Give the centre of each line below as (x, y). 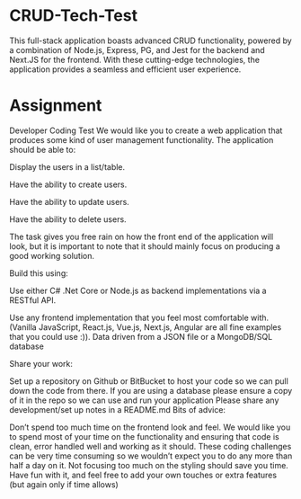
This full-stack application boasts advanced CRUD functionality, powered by (150, 40)
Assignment (56, 106)
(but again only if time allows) (64, 484)
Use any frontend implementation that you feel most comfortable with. (139, 317)
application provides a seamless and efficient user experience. (125, 69)
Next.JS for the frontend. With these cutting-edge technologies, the (135, 59)
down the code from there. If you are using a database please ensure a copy (151, 390)
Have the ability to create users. (68, 184)
